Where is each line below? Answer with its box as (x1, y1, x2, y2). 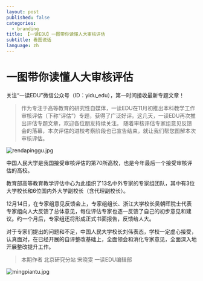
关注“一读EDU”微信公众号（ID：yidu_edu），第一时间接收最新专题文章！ (6, 91, 185, 99)
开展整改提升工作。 (6, 243, 54, 250)
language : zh (6, 43, 39, 49)
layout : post (6, 8, 39, 15)
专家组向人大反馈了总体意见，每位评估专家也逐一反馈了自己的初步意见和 (6, 207, 186, 215)
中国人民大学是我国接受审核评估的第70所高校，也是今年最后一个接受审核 (6, 159, 187, 166)
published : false (6, 15, 50, 21)
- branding (11, 25, 39, 32)
